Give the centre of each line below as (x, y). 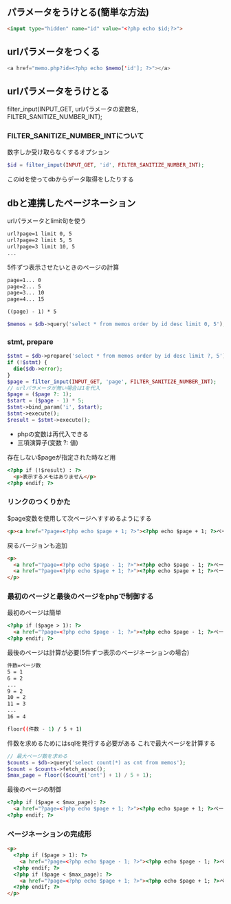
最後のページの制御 (34, 789)
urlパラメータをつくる (54, 52)
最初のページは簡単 (34, 613)
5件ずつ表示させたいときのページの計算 (63, 267)
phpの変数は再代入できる (53, 434)
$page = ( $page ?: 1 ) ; (40, 394)
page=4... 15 (26, 299)
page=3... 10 (26, 293)
